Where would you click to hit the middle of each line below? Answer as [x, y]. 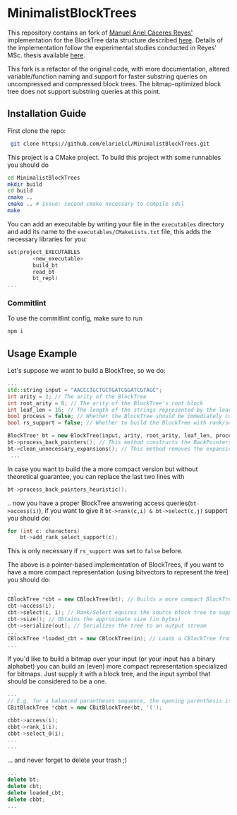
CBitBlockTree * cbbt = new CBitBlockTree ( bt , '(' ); [85, 707]
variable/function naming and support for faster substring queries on [107, 76]
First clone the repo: [37, 131]
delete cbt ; [25, 786]
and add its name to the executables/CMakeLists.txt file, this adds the [109, 231]
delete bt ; [23, 780]
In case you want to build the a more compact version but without [103, 469]
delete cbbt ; [26, 799]
